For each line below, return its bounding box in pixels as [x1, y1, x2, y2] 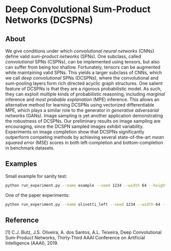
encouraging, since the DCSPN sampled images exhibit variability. [5, 123, 144, 129]
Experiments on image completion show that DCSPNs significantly [5, 129, 145, 135]
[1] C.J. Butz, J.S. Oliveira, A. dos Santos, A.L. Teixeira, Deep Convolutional [5, 229, 162, 235]
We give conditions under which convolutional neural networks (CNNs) [5, 48, 154, 54]
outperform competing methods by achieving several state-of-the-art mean [5, 134, 164, 140]
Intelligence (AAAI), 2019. [5, 240, 59, 246]
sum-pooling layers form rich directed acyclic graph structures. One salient [5, 80, 163, 86]
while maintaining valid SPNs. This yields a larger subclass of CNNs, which [5, 69, 162, 76]
